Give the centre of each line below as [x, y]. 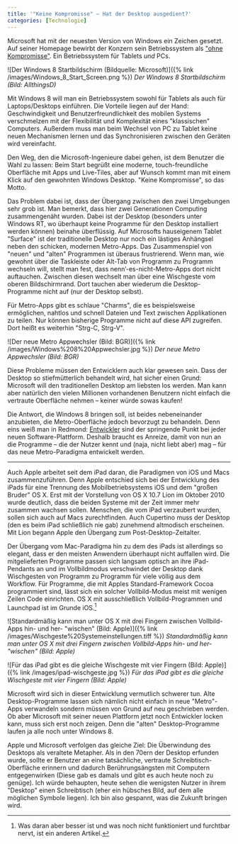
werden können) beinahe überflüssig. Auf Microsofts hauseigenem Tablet [114, 231]
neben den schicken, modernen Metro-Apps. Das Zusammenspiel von [110, 246]
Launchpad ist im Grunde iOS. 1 [52, 607]
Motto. [17, 187]
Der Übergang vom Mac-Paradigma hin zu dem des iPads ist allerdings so [115, 546]
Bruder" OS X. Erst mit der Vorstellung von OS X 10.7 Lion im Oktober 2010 [116, 495]
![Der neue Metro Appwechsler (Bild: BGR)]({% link [81, 342]
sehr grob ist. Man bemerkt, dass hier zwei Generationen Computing [107, 208]
